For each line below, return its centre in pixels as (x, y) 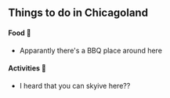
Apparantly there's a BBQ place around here (91, 50)
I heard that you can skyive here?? (75, 85)
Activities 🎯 (27, 68)
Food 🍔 (20, 33)
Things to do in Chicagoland (78, 13)
